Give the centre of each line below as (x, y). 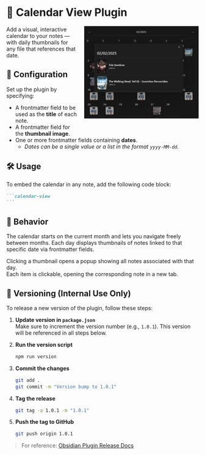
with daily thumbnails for (37, 42)
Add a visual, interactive (37, 29)
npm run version (36, 357)
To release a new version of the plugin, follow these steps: (80, 308)
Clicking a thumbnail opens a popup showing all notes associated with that (100, 261)
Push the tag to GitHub (45, 422)
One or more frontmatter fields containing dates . (76, 140)
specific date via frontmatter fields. (50, 249)
